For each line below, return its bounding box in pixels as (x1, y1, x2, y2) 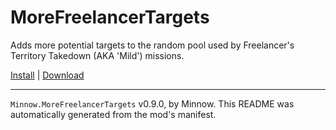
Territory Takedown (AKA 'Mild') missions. (10, 49, 185, 61)
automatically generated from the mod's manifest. (10, 108, 217, 120)
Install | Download (10, 69, 85, 81)
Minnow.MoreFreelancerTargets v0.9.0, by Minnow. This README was (10, 97, 295, 110)
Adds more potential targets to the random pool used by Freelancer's (10, 39, 295, 51)
